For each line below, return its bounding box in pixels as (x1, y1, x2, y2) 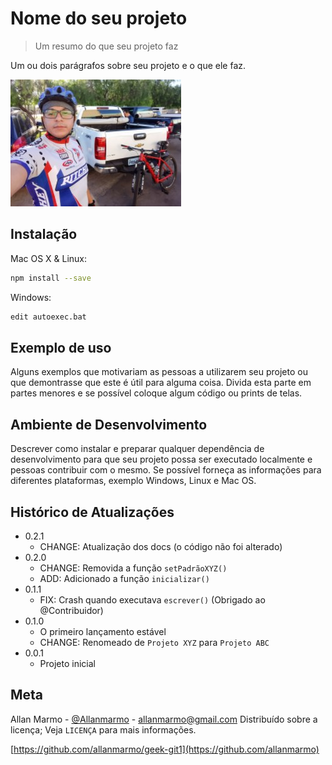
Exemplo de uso (10, 339, 112, 356)
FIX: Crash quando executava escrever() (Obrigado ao (39, 593, 266, 606)
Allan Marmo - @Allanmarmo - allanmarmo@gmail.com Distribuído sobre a (10, 713, 318, 725)
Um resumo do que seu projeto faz (34, 40, 179, 52)
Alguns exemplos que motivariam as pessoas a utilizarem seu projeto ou (10, 366, 308, 378)
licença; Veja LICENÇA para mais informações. (10, 723, 197, 736)
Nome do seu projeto (10, 7, 188, 30)
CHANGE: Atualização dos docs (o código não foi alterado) (39, 540, 283, 552)
